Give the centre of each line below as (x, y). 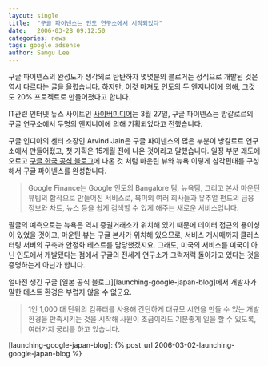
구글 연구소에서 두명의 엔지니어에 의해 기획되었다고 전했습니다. (106, 124)
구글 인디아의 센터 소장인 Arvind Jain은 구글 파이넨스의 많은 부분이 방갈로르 (126, 141)
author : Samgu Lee (39, 53)
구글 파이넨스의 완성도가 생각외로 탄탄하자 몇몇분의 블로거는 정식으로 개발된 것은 (133, 76)
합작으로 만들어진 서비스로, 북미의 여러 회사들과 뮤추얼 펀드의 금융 (152, 198)
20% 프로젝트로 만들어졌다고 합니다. (74, 97)
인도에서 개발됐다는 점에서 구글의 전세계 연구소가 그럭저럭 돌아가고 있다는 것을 (138, 255)
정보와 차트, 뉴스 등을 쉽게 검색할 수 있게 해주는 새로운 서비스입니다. (133, 208)
